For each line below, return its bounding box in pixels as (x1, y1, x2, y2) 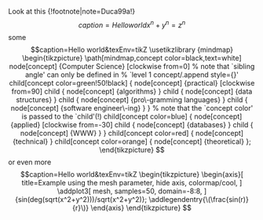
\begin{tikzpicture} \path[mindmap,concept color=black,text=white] (22, 53, 242, 62)
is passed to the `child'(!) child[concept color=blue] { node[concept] (21, 112, 243, 121)
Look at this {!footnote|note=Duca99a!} (8, 7, 136, 16)
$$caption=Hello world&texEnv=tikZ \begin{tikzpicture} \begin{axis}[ (20, 169, 244, 179)
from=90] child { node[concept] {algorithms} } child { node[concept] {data (11, 86, 253, 96)
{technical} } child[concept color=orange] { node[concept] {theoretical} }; (13, 137, 251, 146)
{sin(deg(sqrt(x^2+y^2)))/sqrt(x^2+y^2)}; (15, 194, 148, 203)
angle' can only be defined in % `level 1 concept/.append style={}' (24, 70, 239, 79)
